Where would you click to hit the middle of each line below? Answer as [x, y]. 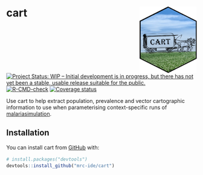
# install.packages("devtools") [47, 159]
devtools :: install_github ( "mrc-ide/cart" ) [60, 166]
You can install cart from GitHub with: [53, 147]
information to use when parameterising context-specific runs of [87, 107]
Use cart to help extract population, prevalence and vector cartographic [96, 101]
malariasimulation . [29, 114]
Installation [28, 133]
